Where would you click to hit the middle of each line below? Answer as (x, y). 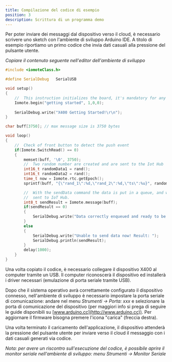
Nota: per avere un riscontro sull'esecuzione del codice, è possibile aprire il (85, 348)
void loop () (18, 136)
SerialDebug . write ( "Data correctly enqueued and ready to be (99, 217)
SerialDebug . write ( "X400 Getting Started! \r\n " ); (69, 112)
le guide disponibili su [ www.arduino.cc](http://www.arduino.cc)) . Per (79, 312)
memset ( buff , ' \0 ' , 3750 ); (52, 160)
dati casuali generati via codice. (39, 338)
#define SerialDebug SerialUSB (41, 79)
